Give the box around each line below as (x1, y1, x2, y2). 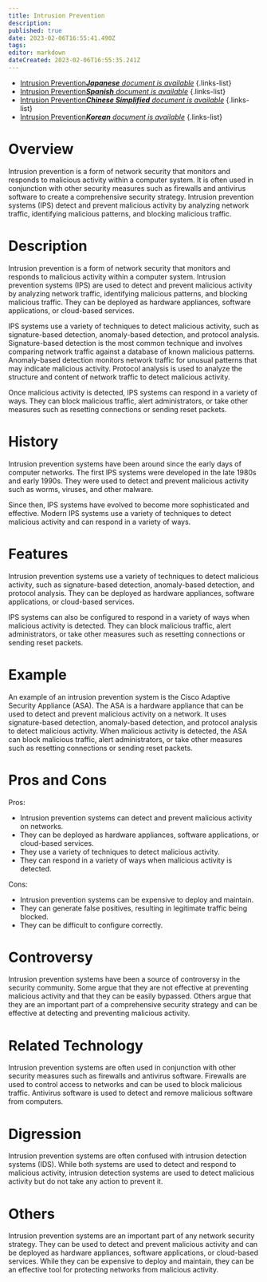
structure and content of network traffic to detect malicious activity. (8, 372, 230, 382)
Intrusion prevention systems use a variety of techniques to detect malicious (8, 571, 259, 581)
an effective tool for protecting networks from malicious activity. (8, 1265, 219, 1275)
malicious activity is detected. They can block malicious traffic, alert (8, 621, 232, 630)
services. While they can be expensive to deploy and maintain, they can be (8, 1256, 254, 1266)
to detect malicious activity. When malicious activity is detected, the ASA (8, 726, 248, 736)
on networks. (19, 821, 64, 831)
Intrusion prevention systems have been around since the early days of (8, 458, 241, 468)
